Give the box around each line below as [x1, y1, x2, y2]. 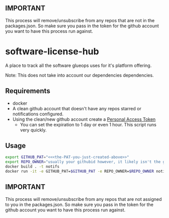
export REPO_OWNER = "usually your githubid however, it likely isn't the [5, 160, 161, 165]
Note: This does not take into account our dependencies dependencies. [5, 72, 154, 78]
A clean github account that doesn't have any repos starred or [12, 105, 142, 111]
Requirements [5, 87, 50, 95]
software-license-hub [5, 46, 99, 57]
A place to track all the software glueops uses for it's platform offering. [5, 62, 152, 68]
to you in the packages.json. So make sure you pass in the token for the [5, 201, 153, 207]
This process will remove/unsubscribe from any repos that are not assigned [5, 196, 162, 202]
